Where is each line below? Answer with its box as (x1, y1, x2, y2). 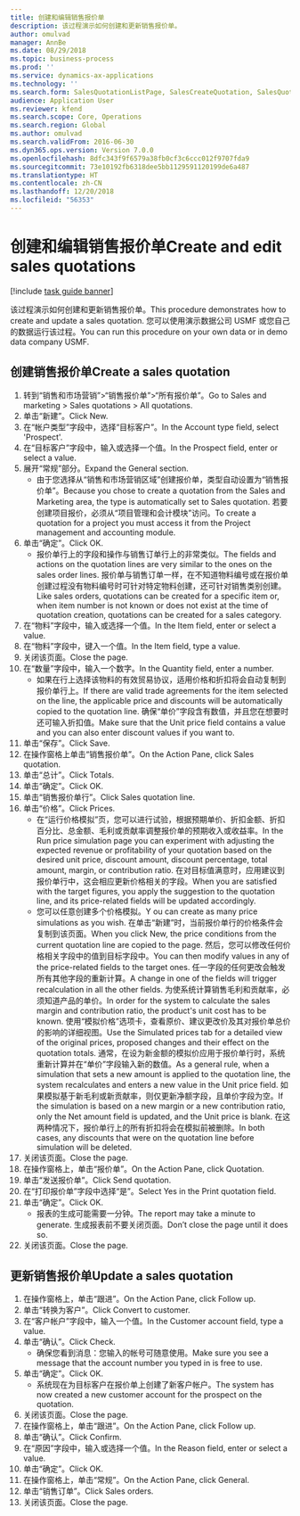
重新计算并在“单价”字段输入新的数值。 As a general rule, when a (36, 1059, 270, 1069)
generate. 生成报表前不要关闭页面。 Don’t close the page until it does (36, 1219, 288, 1230)
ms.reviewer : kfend (10, 104, 83, 113)
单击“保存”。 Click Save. (22, 737, 110, 748)
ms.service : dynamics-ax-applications (10, 71, 154, 80)
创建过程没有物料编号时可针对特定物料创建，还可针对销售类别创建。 (36, 581, 287, 591)
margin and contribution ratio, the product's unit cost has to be (36, 1005, 267, 1016)
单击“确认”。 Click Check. (22, 1337, 117, 1347)
